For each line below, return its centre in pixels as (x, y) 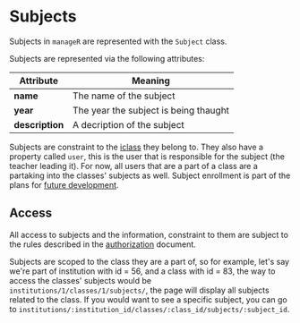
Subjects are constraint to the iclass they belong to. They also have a (137, 147)
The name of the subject (124, 96)
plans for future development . (64, 184)
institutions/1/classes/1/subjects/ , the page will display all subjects (140, 290)
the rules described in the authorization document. (103, 244)
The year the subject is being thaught (151, 110)
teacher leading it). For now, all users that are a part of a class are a (133, 166)
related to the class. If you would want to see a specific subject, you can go (149, 299)
